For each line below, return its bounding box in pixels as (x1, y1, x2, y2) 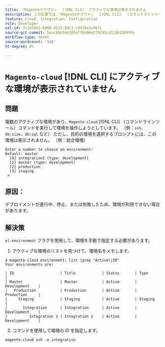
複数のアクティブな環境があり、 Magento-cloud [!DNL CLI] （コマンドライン (5, 118, 156, 124)
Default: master (5, 151, 38, 156)
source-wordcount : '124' (5, 39, 56, 44)
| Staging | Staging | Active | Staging (5, 297, 155, 302)
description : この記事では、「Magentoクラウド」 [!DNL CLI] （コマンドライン (5, 12, 155, 17)
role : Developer (5, 21, 38, 26)
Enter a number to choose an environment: (5, 147, 93, 152)
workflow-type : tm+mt (5, 35, 50, 40)
